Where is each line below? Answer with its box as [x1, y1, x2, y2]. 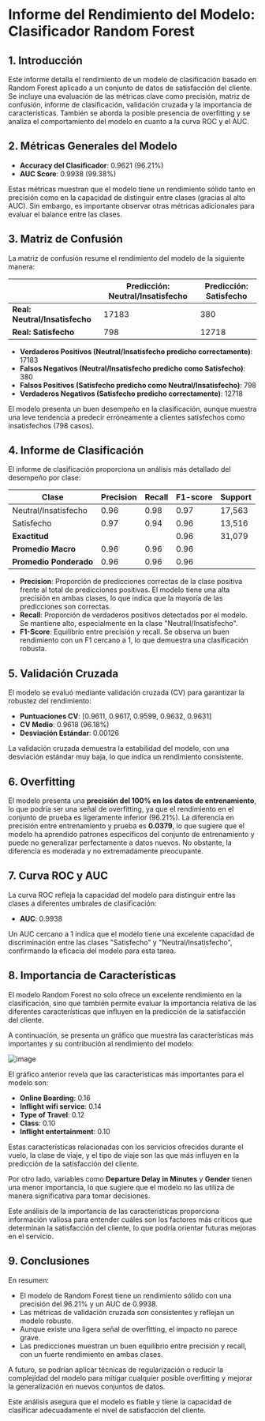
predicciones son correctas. [19, 602, 112, 612]
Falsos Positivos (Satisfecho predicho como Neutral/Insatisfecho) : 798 [19, 380, 257, 390]
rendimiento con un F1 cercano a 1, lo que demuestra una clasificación [19, 635, 248, 645]
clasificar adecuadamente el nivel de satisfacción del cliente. [8, 1405, 207, 1415]
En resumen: [8, 1275, 50, 1285]
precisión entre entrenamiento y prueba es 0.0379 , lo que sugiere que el [8, 821, 244, 831]
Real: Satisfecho [12, 326, 75, 337]
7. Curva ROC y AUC [8, 869, 109, 883]
